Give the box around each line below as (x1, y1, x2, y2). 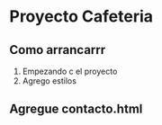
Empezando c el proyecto (22, 66, 118, 76)
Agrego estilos (22, 76, 76, 86)
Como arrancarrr (9, 42, 106, 58)
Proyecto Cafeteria (9, 6, 154, 27)
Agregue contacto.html (9, 102, 143, 117)
